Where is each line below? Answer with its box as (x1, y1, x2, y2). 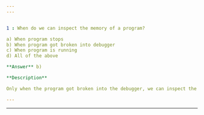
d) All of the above (6, 53, 59, 59)
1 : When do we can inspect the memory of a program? (6, 25, 146, 31)
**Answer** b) (6, 64, 42, 70)
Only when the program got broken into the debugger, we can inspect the (6, 85, 197, 91)
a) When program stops (6, 36, 64, 42)
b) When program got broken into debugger (6, 42, 115, 48)
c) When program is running (6, 47, 78, 53)
